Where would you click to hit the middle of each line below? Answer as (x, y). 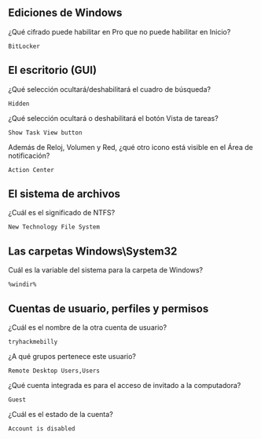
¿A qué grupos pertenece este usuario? (72, 357)
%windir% (22, 285)
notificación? (29, 155)
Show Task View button (45, 133)
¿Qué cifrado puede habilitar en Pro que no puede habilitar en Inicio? (119, 31)
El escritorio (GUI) (52, 70)
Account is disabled (42, 429)
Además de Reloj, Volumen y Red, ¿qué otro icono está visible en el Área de (130, 147)
